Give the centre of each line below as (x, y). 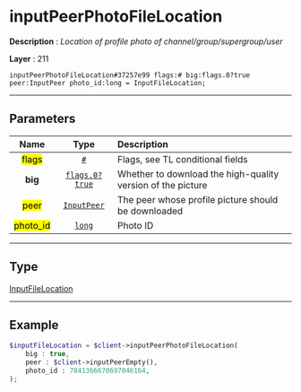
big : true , (47, 354)
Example (34, 325)
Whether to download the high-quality (198, 174)
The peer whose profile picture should (198, 199)
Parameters (43, 119)
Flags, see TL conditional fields (183, 159)
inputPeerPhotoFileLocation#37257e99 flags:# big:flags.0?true (130, 75)
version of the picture (163, 185)
